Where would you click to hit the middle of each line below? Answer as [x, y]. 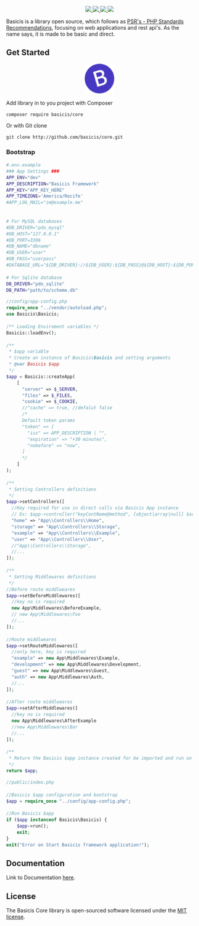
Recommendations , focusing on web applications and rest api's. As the [93, 28]
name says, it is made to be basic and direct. [61, 34]
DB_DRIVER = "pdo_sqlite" [36, 284]
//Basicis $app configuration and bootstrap [62, 795]
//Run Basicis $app [30, 814]
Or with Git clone [27, 125]
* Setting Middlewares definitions [52, 577]
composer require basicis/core [45, 114]
